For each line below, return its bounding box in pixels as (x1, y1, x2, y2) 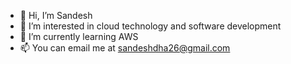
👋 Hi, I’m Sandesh (19, 10, 93, 21)
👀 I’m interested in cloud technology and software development (19, 20, 282, 32)
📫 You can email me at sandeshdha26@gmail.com (19, 42, 231, 54)
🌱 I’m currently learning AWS (19, 31, 139, 42)
